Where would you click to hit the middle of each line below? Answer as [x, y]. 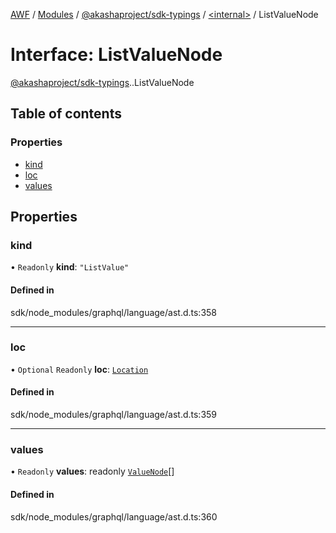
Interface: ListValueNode [116, 55]
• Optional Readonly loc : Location [79, 369]
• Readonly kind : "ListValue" [70, 267]
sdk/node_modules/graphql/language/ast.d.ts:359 [114, 415]
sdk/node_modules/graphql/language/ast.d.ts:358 [114, 312]
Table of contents [66, 114]
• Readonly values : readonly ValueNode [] [92, 471]
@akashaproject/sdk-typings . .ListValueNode [102, 82]
